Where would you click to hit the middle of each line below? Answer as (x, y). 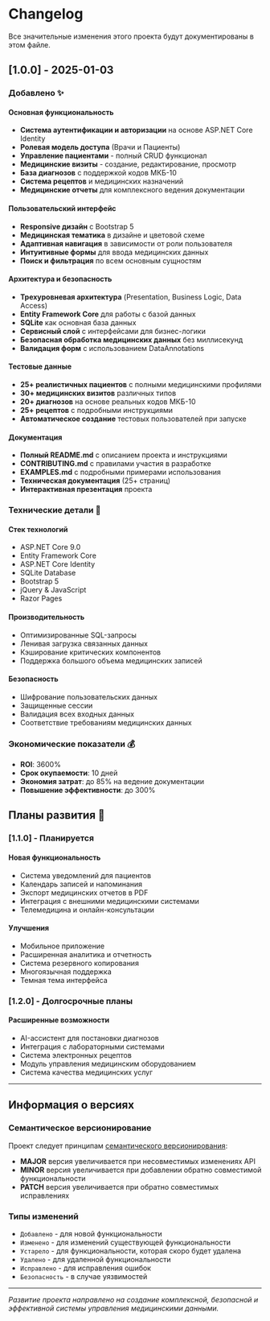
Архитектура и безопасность (60, 279)
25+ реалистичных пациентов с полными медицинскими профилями (141, 385)
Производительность (47, 617)
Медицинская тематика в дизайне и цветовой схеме (112, 235)
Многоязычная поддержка (66, 972)
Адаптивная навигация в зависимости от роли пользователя (126, 243)
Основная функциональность (61, 112)
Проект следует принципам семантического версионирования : (118, 1146)
